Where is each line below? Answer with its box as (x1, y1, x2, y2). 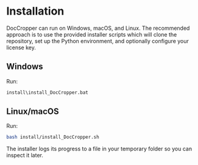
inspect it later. (6, 152, 44, 159)
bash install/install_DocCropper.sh (6, 134, 99, 141)
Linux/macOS (6, 107, 59, 117)
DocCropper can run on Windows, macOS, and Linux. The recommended (6, 24, 190, 32)
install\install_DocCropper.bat (6, 90, 88, 96)
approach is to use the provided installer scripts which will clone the (6, 30, 177, 38)
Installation (6, 4, 65, 18)
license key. (6, 44, 37, 51)
